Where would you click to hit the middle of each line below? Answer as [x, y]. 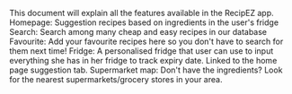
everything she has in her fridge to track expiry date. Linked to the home [143, 60]
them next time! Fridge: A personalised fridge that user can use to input [142, 51]
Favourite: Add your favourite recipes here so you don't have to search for [146, 41]
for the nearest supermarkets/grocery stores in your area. [116, 79]
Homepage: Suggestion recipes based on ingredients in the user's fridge [144, 22]
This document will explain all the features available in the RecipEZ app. [142, 13]
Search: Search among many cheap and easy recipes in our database [138, 32]
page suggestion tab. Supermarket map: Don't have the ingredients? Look [146, 70]
